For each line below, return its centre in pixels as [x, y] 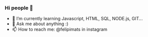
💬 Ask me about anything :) [40, 24]
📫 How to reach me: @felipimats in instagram [60, 30]
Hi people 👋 [19, 8]
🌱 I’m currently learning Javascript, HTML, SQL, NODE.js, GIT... [77, 19]
